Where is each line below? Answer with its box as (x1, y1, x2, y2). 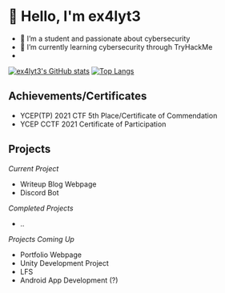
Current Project (8, 163, 59, 173)
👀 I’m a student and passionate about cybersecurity (19, 34, 191, 43)
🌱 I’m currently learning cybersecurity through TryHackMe (19, 42, 213, 51)
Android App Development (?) (19, 275, 119, 285)
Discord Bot (19, 187, 59, 197)
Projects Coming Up (8, 234, 74, 243)
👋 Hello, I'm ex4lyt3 (8, 7, 142, 26)
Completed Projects (8, 203, 74, 213)
